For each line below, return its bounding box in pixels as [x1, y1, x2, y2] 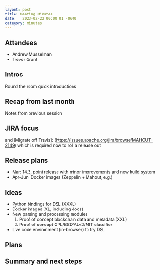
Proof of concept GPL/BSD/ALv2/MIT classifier [19, 222, 113, 227]
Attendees [5, 38, 37, 46]
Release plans [5, 156, 48, 165]
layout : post [5, 7, 31, 12]
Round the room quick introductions [5, 83, 76, 89]
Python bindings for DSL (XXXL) [12, 201, 76, 207]
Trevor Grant [12, 57, 38, 62]
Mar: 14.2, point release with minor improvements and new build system [12, 169, 156, 175]
